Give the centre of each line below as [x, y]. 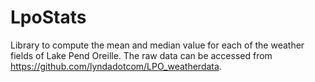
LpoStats [48, 17]
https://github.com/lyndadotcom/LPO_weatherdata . [116, 66]
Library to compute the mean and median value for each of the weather [157, 45]
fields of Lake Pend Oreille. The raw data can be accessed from [141, 55]
